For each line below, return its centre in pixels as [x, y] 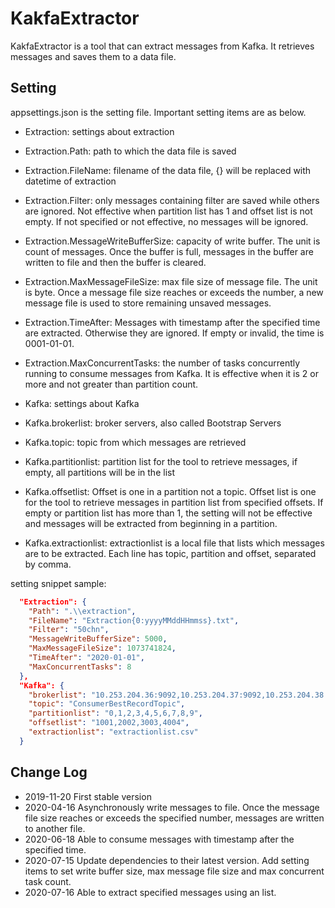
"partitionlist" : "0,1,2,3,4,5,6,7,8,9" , [115, 713]
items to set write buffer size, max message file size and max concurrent [174, 871]
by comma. [48, 564]
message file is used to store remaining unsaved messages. [148, 303]
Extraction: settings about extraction [99, 131]
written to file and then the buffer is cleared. [115, 262]
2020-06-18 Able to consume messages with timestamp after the [159, 839]
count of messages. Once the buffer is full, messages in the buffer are [169, 251]
